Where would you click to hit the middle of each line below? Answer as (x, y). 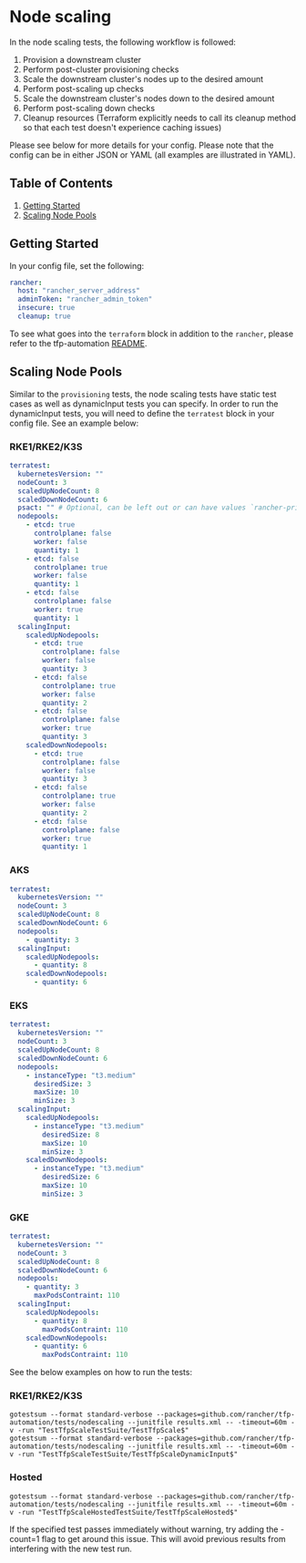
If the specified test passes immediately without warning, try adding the (144, 1529)
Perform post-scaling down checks (89, 108)
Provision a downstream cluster (82, 59)
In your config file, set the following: (77, 265)
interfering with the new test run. (71, 1548)
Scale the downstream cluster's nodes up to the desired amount (143, 78)
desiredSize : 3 (62, 1084)
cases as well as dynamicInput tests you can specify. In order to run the (144, 404)
